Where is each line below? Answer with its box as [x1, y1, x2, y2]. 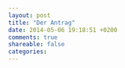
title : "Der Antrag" [8, 19, 76, 27]
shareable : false [8, 41, 65, 48]
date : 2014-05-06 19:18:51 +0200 [8, 26, 118, 34]
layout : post [8, 11, 51, 20]
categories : [8, 48, 47, 55]
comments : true [8, 33, 58, 41]
